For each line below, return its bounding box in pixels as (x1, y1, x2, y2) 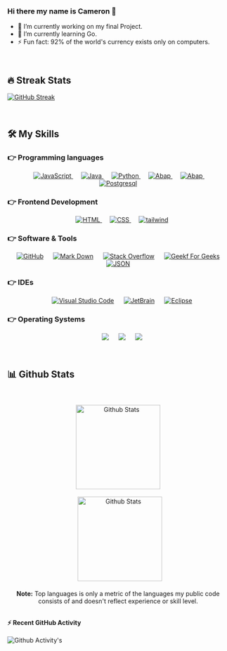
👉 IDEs (7, 278, 34, 288)
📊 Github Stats (7, 368, 75, 380)
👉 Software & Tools (7, 233, 77, 243)
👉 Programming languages (7, 153, 104, 162)
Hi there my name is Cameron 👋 (7, 6, 117, 16)
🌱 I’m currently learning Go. (17, 30, 97, 38)
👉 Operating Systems (7, 314, 86, 324)
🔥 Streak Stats (7, 74, 72, 86)
